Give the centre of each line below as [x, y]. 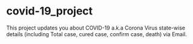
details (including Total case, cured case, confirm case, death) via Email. [97, 34]
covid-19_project [50, 11]
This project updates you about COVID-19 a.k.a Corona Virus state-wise [96, 28]
